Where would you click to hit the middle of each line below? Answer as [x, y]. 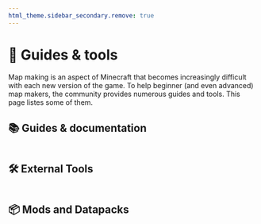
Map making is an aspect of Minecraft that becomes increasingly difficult [128, 77]
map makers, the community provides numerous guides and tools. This [124, 94]
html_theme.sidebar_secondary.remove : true [81, 15]
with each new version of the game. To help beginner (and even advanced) [131, 85]
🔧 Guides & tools [63, 54]
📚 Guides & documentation [77, 128]
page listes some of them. [51, 102]
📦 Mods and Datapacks [69, 209]
